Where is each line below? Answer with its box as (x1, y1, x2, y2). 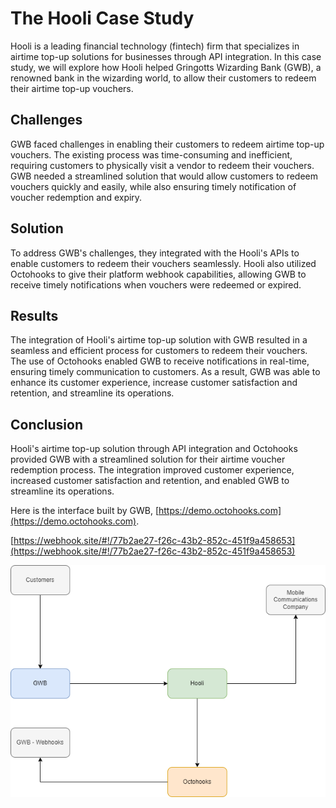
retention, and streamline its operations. (10, 387, 175, 399)
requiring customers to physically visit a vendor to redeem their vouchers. (10, 159, 315, 171)
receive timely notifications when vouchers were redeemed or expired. (10, 278, 302, 291)
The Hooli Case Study (10, 7, 195, 30)
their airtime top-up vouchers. (10, 82, 134, 94)
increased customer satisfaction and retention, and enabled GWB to (10, 475, 290, 487)
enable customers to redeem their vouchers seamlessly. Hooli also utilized (10, 257, 317, 269)
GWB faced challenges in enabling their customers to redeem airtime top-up (10, 138, 325, 150)
